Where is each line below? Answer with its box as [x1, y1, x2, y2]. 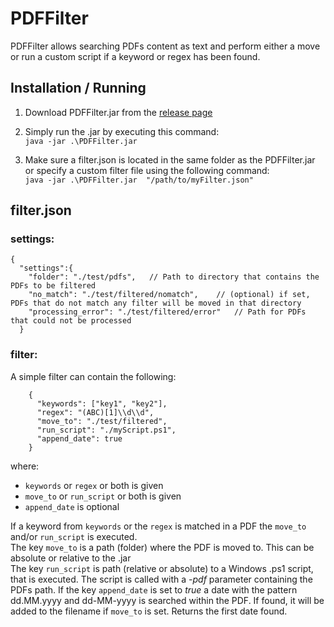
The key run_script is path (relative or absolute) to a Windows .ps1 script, [10, 562, 314, 574]
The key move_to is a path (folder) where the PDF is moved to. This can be [10, 541, 315, 553]
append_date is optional [24, 500, 120, 512]
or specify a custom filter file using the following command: [24, 164, 270, 176]
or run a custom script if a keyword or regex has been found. [10, 50, 261, 62]
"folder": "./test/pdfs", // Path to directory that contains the [28, 272, 320, 282]
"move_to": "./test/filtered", [36, 416, 168, 426]
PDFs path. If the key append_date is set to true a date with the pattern [10, 583, 298, 596]
